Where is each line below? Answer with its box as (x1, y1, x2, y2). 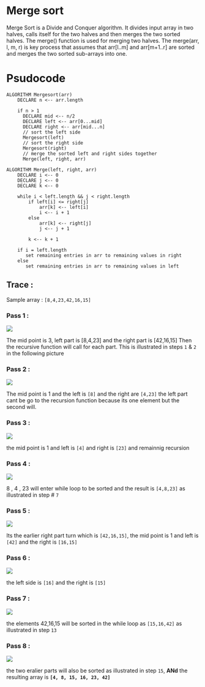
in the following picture (6, 350, 64, 357)
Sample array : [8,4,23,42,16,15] (6, 296, 91, 303)
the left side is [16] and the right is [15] (6, 579, 106, 587)
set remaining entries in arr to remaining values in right (25, 252, 182, 258)
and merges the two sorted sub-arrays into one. (6, 50, 127, 57)
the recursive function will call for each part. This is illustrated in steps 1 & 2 (6, 343, 197, 350)
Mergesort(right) (22, 145, 67, 151)
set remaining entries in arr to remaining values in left (25, 263, 179, 269)
